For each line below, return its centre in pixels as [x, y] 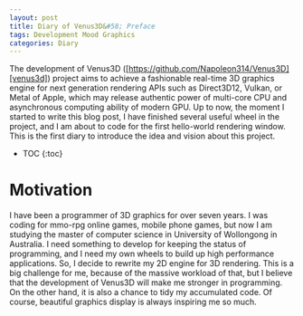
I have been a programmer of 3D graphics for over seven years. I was [139, 215]
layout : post [34, 18]
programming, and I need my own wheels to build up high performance [142, 254]
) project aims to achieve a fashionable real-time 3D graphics [161, 79]
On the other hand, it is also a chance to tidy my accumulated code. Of [141, 292]
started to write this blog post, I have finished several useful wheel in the [145, 117]
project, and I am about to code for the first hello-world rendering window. [148, 127]
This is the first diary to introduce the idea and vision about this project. [142, 136]
